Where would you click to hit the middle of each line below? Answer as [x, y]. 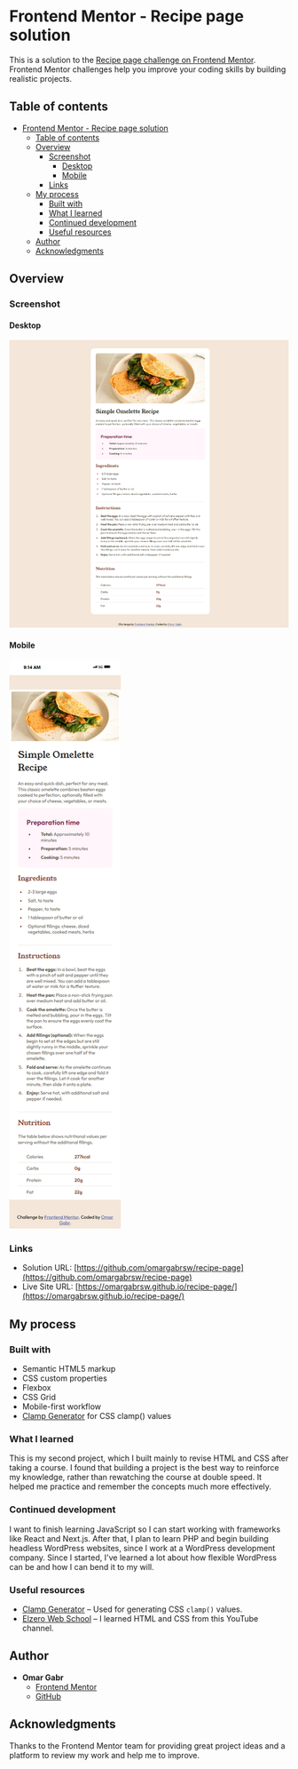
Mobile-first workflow [62, 1406]
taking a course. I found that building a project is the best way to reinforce [144, 1468]
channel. [38, 1628]
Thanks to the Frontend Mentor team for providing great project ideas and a [147, 1745]
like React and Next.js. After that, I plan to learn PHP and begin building [139, 1538]
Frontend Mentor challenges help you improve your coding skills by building [148, 69]
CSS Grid [39, 1398]
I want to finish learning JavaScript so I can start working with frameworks [145, 1529]
